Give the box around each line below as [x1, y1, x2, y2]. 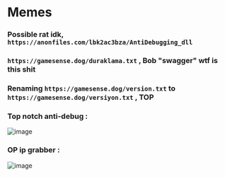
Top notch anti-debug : [7, 111, 88, 121]
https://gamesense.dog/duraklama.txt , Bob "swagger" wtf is [7, 56, 218, 66]
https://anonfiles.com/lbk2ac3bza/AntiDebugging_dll [7, 38, 193, 47]
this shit [7, 64, 36, 74]
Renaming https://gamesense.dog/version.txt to [7, 83, 175, 93]
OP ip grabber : [7, 145, 60, 155]
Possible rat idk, [7, 30, 64, 40]
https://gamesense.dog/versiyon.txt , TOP [7, 92, 154, 102]
